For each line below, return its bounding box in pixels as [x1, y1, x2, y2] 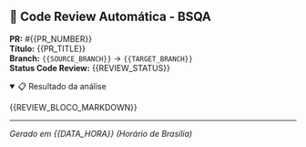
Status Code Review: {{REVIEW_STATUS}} [9, 62, 170, 73]
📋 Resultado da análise [17, 80, 107, 91]
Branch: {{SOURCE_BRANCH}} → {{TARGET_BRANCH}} [9, 52, 193, 64]
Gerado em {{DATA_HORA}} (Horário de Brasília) [9, 128, 193, 139]
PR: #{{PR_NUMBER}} [9, 33, 93, 44]
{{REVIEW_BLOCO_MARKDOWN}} [9, 101, 138, 112]
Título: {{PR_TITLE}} [9, 43, 87, 54]
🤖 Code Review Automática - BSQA [9, 9, 212, 25]
